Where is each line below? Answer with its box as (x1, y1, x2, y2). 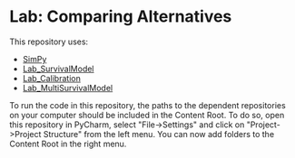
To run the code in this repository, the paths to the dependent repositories (9, 99, 286, 110)
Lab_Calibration (22, 72, 82, 83)
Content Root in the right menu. (9, 138, 127, 149)
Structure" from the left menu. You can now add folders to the (43, 128, 275, 139)
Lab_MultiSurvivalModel (22, 82, 113, 93)
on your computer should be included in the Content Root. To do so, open (9, 109, 285, 120)
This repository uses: (9, 36, 89, 47)
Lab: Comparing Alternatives (9, 6, 232, 27)
